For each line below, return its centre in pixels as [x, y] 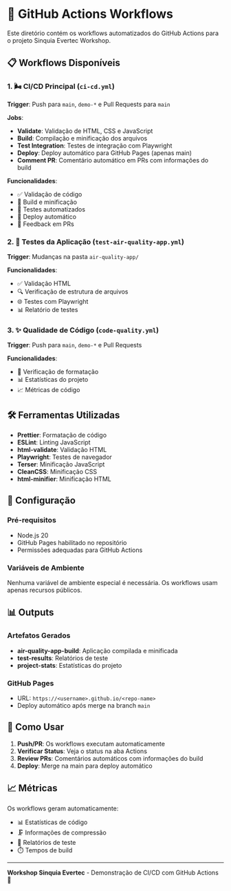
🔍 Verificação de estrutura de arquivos [73, 291]
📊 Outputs [31, 613]
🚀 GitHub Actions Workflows [90, 14]
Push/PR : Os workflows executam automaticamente [91, 744]
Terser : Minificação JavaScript [61, 464]
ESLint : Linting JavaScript [54, 442]
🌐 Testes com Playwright [53, 301]
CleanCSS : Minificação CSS [57, 472]
